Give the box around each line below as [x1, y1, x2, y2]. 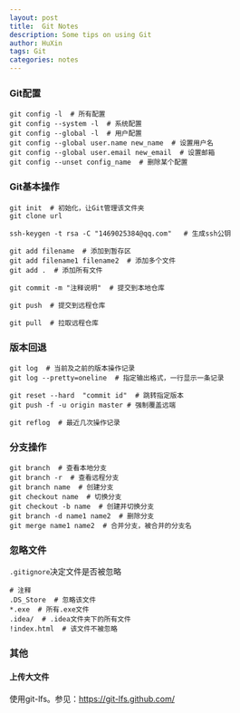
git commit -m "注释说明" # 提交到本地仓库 [9, 283, 165, 293]
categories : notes [9, 55, 79, 64]
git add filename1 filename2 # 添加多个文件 [9, 255, 177, 265]
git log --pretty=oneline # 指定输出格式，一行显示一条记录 [9, 373, 225, 382]
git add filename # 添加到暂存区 [9, 246, 131, 255]
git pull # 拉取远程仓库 [9, 318, 100, 327]
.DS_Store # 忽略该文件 [9, 595, 97, 605]
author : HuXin [9, 38, 63, 48]
